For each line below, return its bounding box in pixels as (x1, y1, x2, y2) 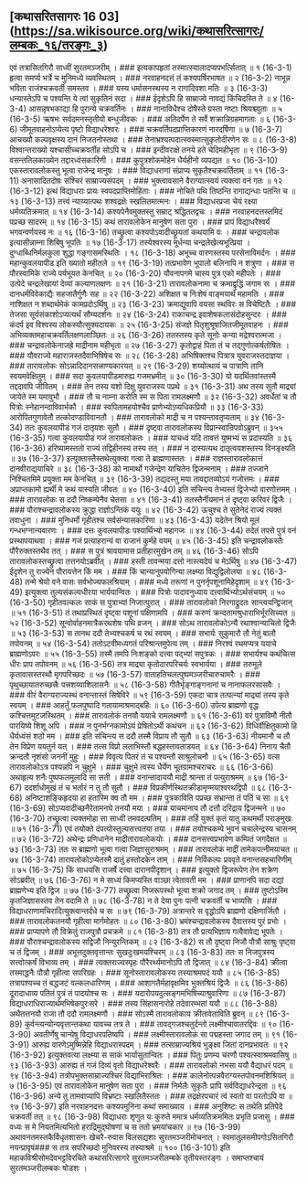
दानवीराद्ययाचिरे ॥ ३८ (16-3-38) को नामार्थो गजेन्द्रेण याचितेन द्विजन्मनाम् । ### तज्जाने (9, 463, 269, 474)
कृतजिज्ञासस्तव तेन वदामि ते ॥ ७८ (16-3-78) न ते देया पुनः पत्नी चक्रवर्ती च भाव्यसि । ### (9, 895, 278, 906)
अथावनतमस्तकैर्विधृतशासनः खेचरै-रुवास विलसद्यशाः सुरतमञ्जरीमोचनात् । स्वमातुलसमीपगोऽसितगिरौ (9, 1131, 294, 1143)
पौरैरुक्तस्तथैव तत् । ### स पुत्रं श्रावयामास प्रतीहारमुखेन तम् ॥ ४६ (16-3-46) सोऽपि (9, 545, 259, 556)
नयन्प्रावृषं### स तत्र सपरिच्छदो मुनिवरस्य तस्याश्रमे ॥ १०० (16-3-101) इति (9, 1142, 231, 1153)
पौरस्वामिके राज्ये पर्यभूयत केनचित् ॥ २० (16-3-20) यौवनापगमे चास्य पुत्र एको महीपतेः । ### (9, 267, 281, 279)
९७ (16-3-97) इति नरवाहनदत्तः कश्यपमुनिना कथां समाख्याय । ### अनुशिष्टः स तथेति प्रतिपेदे (9, 1101, 283, 1112)
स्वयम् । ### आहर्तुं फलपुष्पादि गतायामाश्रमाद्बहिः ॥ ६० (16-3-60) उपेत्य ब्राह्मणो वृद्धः (9, 699, 260, 710)
